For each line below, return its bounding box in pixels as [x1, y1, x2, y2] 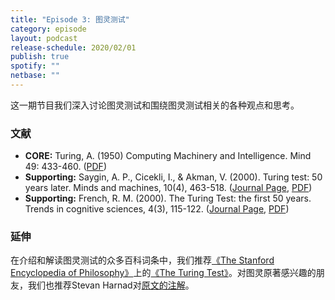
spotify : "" [10, 61, 60, 71]
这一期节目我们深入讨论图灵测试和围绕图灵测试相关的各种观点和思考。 [10, 99, 300, 111]
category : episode [10, 24, 87, 34]
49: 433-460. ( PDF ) [24, 161, 107, 173]
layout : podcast [10, 33, 78, 43]
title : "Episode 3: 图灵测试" [10, 14, 130, 25]
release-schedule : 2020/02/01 [10, 42, 137, 53]
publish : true [10, 52, 70, 62]
